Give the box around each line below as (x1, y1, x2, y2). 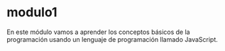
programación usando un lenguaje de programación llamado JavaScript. (6, 35, 218, 43)
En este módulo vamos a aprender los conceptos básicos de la (6, 28, 190, 36)
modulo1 (6, 4, 57, 21)
